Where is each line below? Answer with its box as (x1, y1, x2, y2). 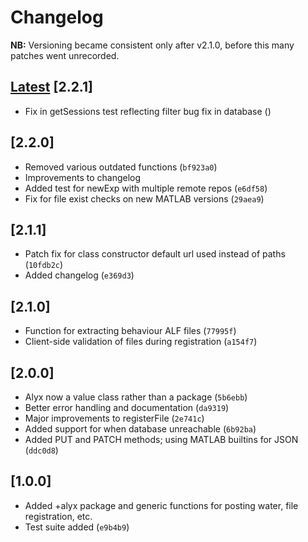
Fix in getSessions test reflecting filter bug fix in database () (24, 105, 272, 117)
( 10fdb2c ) (24, 259, 64, 271)
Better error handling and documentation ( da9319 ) (24, 402, 230, 413)
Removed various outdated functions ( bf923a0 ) (24, 161, 218, 173)
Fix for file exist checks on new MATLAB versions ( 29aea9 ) (24, 192, 265, 205)
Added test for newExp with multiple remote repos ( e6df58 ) (24, 182, 268, 194)
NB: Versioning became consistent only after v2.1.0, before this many (10, 39, 295, 51)
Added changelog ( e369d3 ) (24, 269, 135, 281)
